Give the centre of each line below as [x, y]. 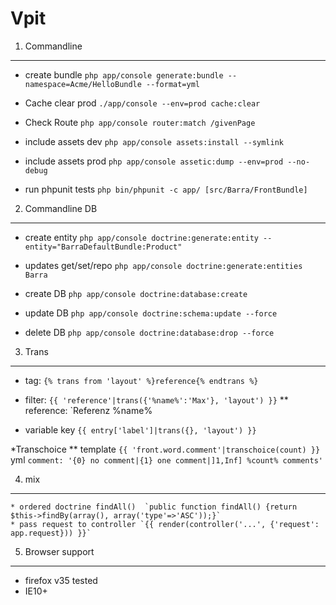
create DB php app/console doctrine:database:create [136, 293]
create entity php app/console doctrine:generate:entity [141, 237]
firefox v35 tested [61, 580]
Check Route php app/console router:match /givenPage [140, 122]
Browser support [59, 551]
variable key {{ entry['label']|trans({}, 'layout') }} [140, 429]
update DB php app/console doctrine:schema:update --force [151, 313]
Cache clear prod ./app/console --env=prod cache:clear [142, 103]
